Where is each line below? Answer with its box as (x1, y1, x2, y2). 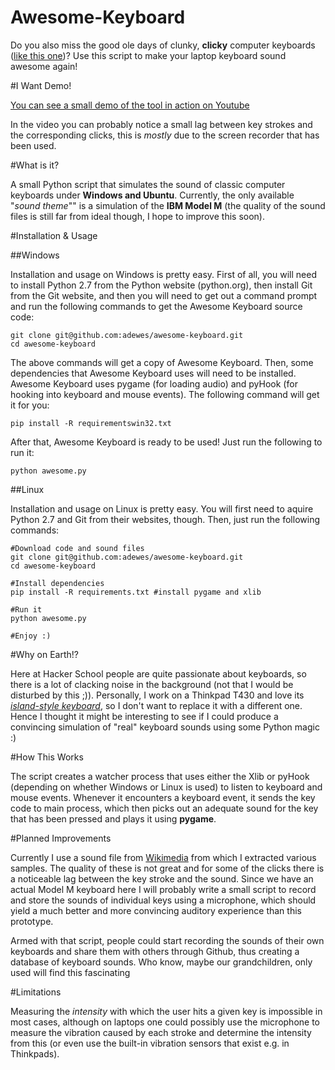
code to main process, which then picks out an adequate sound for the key (10, 802, 319, 814)
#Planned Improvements (10, 832, 112, 844)
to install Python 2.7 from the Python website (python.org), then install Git (10, 279, 313, 291)
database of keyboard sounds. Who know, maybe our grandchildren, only (10, 956, 313, 968)
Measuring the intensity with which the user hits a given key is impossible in (10, 1005, 323, 1017)
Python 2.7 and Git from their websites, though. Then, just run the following (10, 513, 320, 525)
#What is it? (10, 159, 60, 171)
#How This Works (10, 751, 84, 763)
